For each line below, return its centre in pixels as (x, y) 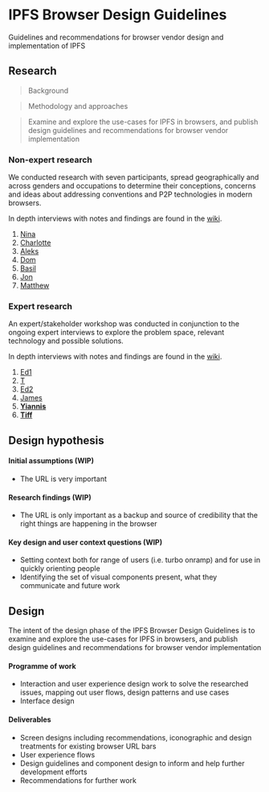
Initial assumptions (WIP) (51, 461)
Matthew (35, 286)
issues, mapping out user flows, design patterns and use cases (124, 692)
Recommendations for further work (78, 780)
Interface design (47, 701)
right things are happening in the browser (88, 524)
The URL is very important (63, 479)
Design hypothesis (56, 440)
